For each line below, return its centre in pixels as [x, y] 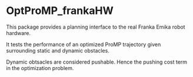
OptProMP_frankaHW [60, 11]
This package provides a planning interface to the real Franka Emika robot [96, 27]
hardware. [19, 33]
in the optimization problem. [40, 68]
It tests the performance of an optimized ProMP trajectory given [84, 44]
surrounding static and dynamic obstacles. [58, 50]
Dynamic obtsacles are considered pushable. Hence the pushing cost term [96, 62]
